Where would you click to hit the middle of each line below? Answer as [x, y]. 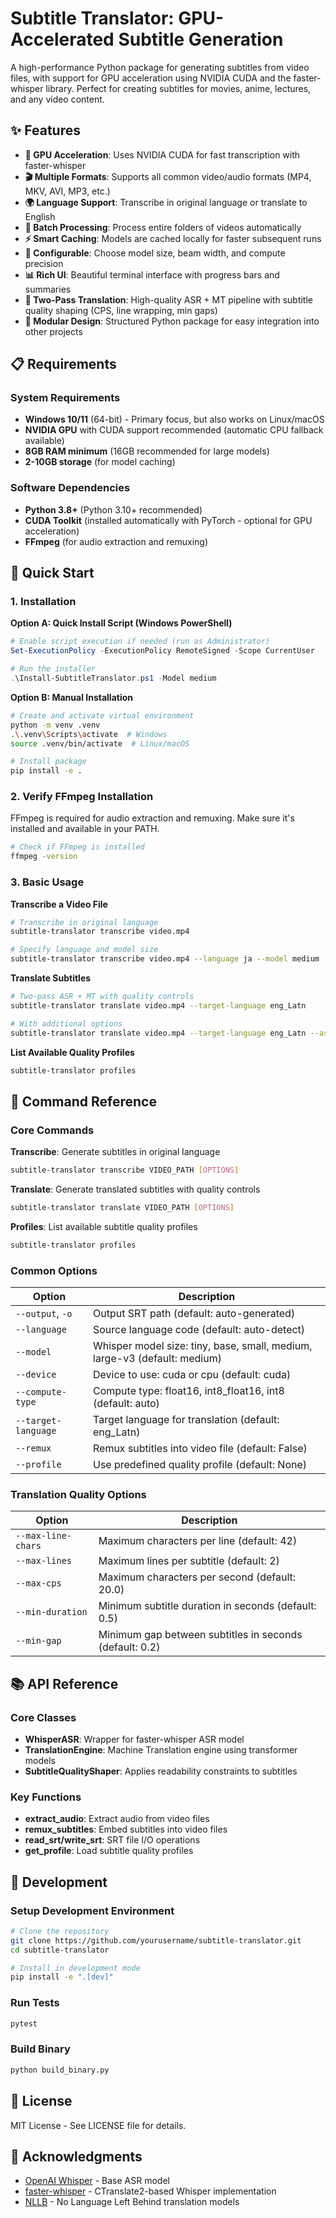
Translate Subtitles [51, 978]
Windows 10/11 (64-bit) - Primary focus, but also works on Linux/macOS [174, 419]
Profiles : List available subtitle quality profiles [104, 1226]
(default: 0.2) [129, 1647]
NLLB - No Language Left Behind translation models [132, 2202]
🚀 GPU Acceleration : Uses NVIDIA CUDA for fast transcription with [162, 154]
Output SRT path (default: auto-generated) [194, 1313]
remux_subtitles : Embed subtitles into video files [126, 1829]
